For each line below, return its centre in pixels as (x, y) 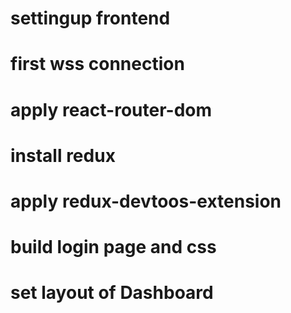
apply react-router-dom (111, 109)
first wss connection (97, 64)
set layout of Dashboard (112, 293)
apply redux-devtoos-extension (146, 201)
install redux (63, 155)
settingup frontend (90, 18)
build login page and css (113, 247)
